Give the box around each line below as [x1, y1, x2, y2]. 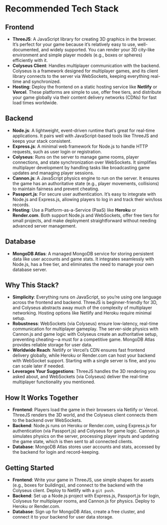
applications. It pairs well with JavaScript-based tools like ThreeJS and [12, 133, 158, 139]
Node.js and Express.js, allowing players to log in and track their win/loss [12, 196, 163, 202]
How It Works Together [5, 393, 79, 402]
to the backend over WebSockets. [12, 417, 82, 423]
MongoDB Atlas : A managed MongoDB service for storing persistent [12, 251, 154, 257]
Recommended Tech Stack [5, 3, 119, 14]
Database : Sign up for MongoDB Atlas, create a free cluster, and [12, 509, 145, 515]
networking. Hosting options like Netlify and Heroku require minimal [12, 310, 152, 316]
